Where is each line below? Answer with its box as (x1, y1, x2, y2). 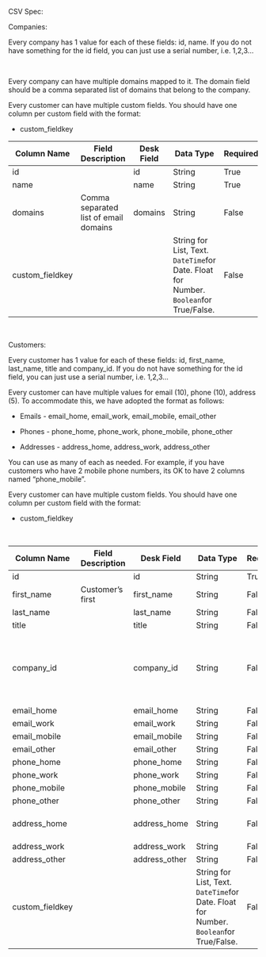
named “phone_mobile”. (8, 475, 86, 483)
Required (223, 148, 259, 159)
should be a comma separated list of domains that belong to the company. (8, 85, 251, 94)
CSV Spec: (8, 7, 44, 16)
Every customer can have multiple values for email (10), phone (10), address (8, 388, 256, 397)
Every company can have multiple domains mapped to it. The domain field (8, 77, 251, 86)
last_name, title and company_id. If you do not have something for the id (8, 364, 243, 373)
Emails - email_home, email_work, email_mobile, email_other (19, 412, 217, 421)
